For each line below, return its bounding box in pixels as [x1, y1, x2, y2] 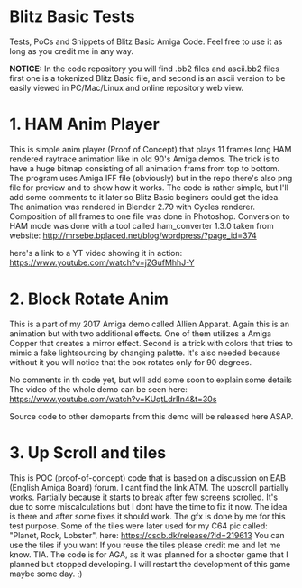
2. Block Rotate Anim [9, 289, 169, 309]
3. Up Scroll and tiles [9, 443, 167, 463]
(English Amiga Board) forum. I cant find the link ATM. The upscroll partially [9, 482, 289, 492]
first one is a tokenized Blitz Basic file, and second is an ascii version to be [9, 72, 286, 83]
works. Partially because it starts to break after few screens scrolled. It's [9, 492, 278, 502]
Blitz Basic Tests [9, 6, 135, 27]
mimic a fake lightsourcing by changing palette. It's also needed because [9, 347, 281, 358]
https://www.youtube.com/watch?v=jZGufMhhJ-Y [9, 257, 195, 268]
